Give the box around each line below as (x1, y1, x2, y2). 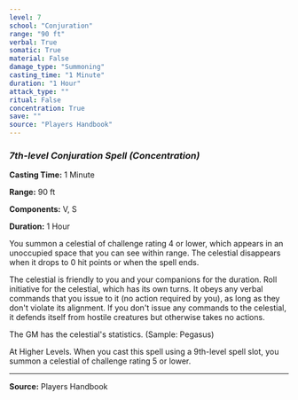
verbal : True (9, 37, 58, 47)
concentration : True (9, 104, 86, 113)
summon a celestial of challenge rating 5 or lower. (9, 356, 192, 366)
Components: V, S (9, 204, 77, 215)
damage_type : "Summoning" (9, 63, 105, 72)
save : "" (9, 112, 42, 121)
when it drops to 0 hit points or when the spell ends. (9, 257, 200, 268)
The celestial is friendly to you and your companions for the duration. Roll (9, 274, 278, 285)
